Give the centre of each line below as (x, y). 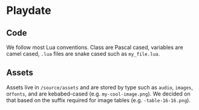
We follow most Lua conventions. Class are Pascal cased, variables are (95, 47)
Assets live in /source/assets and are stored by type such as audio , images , (100, 87)
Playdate (29, 11)
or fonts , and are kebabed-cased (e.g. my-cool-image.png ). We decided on (98, 94)
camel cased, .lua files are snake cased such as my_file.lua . (83, 54)
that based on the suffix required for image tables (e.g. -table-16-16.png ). (98, 100)
